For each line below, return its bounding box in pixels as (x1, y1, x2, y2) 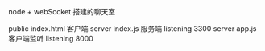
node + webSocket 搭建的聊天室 (8, 7, 115, 16)
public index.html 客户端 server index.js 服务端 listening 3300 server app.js (8, 24, 257, 33)
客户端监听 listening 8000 (8, 34, 94, 43)
